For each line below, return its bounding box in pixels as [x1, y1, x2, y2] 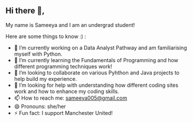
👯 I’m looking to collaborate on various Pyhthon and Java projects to [14, 69, 180, 76]
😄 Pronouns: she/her [14, 103, 66, 110]
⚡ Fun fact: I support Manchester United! [14, 109, 113, 116]
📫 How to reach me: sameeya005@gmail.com [14, 94, 128, 101]
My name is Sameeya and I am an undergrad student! [5, 21, 135, 28]
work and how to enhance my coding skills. [14, 87, 119, 94]
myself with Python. [14, 50, 63, 57]
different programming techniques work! [14, 63, 112, 70]
